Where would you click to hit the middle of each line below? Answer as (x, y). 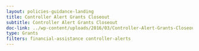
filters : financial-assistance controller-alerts (69, 39)
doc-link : (18, 28)
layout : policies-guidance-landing (50, 11)
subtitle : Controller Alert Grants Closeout (62, 22)
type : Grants (22, 33)
